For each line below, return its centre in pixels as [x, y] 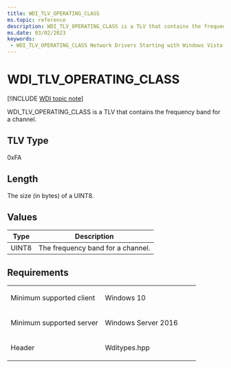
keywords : [21, 39]
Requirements [38, 272]
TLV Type [28, 141]
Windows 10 [125, 298]
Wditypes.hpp [127, 348]
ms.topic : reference [37, 20]
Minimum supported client [53, 298]
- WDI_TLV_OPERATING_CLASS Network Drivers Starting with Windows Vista [117, 45]
